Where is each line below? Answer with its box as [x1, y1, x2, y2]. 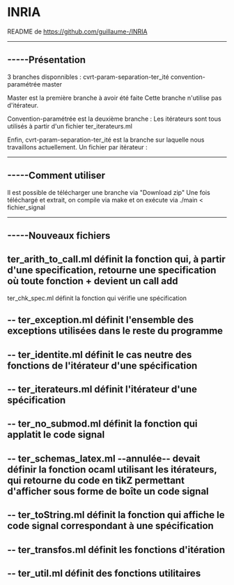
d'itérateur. [7, 101, 39, 109]
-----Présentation [7, 54, 86, 66]
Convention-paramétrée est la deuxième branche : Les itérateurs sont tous [7, 114, 221, 123]
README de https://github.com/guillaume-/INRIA [7, 27, 148, 36]
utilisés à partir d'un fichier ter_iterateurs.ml [7, 121, 132, 130]
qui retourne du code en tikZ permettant [7, 474, 185, 486]
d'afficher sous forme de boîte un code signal [7, 485, 209, 497]
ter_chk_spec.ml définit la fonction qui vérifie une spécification [7, 294, 187, 302]
